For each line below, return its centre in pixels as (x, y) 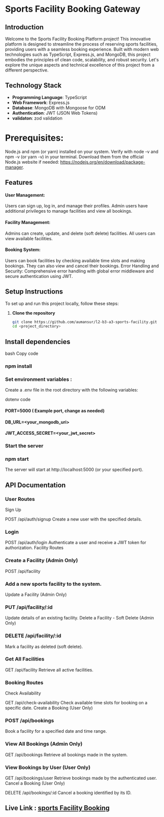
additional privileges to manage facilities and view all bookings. (69, 211)
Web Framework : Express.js (41, 102)
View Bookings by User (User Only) (48, 767)
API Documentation (35, 485)
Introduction (24, 27)
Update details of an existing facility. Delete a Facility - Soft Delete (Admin (80, 618)
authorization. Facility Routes (34, 548)
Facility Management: (28, 222)
